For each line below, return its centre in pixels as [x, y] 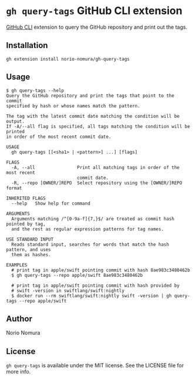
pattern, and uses [28, 250]
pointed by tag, [26, 224]
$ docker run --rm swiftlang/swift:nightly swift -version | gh [92, 296]
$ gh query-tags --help [35, 90]
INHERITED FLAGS [26, 198]
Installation [27, 45]
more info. [18, 372]
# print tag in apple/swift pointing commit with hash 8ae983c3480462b [101, 270]
